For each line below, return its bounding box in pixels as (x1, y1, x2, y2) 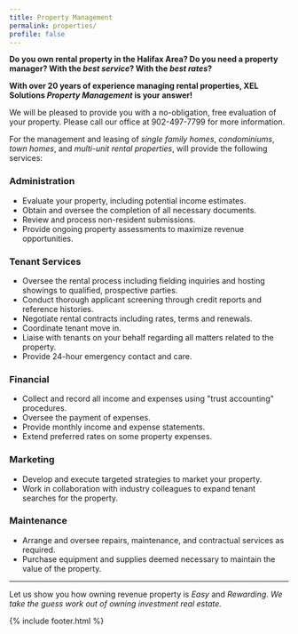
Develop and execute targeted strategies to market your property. (21, 473, 263, 485)
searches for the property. (21, 493, 118, 503)
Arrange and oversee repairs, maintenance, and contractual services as (21, 534, 285, 545)
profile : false (9, 29, 66, 38)
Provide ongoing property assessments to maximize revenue (21, 223, 245, 234)
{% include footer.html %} (9, 615, 105, 626)
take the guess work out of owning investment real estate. (9, 598, 222, 609)
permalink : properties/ (9, 21, 98, 30)
